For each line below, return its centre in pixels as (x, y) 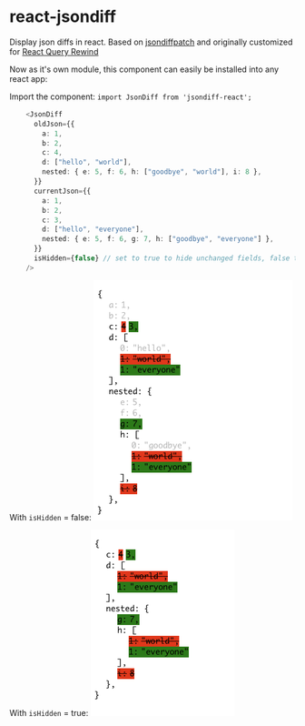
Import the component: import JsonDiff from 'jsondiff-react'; (131, 96)
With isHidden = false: (51, 517)
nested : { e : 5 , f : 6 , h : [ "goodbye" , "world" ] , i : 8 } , (152, 172)
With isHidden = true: (49, 712)
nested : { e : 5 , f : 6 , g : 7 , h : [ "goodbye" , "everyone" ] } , (158, 239)
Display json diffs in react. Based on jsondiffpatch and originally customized (151, 42)
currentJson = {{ (62, 191)
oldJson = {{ (54, 124)
